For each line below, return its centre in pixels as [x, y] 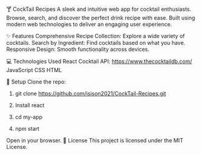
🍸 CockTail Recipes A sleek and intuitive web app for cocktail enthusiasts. [99, 9]
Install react [30, 105]
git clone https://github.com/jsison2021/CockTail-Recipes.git [91, 94]
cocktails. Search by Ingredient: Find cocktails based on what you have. [96, 43]
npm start [27, 129]
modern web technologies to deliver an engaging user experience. [89, 24]
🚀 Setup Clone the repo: [36, 82]
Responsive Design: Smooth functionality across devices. [78, 49]
